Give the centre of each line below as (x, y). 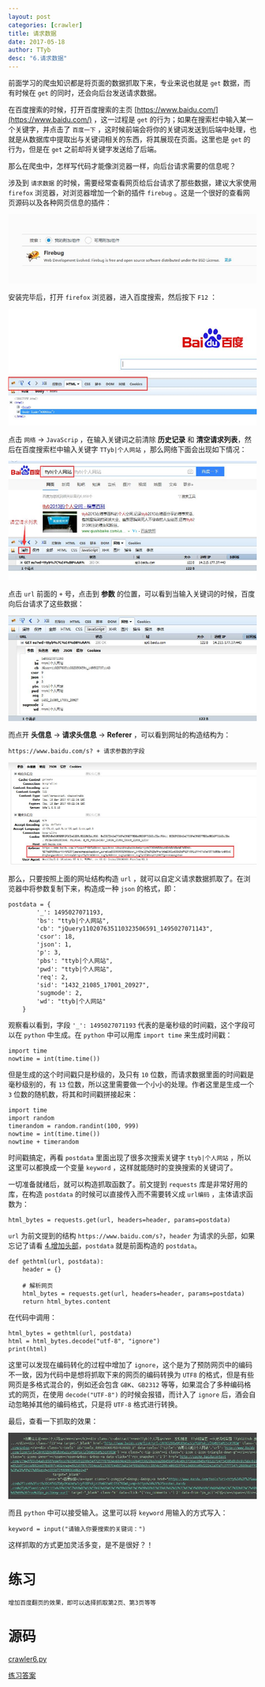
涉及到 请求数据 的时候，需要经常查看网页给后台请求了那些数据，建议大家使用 (132, 183)
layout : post (30, 17)
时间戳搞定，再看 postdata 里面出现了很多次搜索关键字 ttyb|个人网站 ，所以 (130, 1157)
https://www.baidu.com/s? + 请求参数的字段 (77, 751)
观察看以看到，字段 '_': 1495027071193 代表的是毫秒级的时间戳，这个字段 (128, 1025)
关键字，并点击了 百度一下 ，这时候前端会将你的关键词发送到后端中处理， (132, 129)
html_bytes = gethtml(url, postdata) (70, 1333)
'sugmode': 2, (60, 993)
